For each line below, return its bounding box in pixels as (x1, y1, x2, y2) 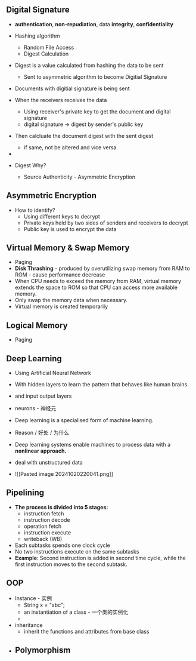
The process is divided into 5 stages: (14, 503, 108, 511)
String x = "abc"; (23, 601, 66, 608)
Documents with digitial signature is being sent (14, 85, 130, 92)
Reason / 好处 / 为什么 (14, 429, 70, 436)
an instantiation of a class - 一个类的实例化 (23, 608, 129, 616)
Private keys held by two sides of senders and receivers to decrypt (23, 219, 189, 226)
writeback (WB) (23, 535, 63, 542)
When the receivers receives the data (14, 96, 107, 103)
